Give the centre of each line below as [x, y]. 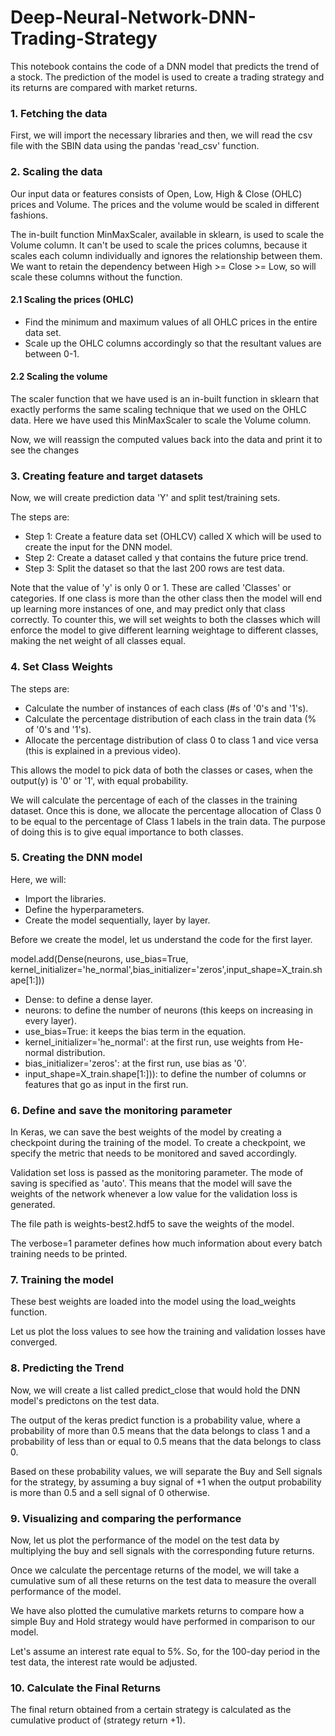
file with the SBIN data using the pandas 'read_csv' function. [135, 146]
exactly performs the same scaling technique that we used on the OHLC [158, 409]
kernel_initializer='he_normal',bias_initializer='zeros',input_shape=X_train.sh [166, 969]
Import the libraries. [65, 898]
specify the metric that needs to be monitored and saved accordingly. [154, 1153]
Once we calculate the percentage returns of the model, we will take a [155, 1570]
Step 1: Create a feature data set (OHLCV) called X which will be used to [173, 537]
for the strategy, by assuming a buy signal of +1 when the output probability [166, 1482]
